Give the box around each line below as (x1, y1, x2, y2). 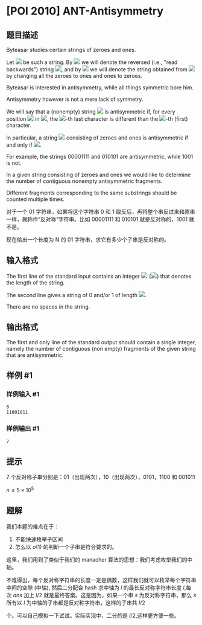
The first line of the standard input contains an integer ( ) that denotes (6, 272, 192, 280)
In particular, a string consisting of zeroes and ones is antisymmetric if (6, 134, 189, 141)
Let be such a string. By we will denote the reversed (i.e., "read (6, 59, 178, 66)
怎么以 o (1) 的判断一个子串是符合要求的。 (14, 543, 118, 550)
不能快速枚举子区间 (14, 536, 63, 543)
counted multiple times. (6, 196, 65, 203)
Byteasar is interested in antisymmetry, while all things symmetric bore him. (6, 84, 194, 91)
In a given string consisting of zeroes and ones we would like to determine (6, 171, 191, 178)
